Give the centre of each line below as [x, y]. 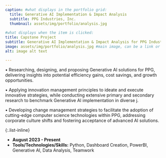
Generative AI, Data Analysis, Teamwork [53, 150]
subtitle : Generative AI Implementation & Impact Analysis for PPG [76, 42]
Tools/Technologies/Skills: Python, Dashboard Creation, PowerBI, [80, 145]
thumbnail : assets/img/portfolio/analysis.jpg [58, 24]
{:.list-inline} [18, 130]
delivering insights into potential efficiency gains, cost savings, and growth [81, 75]
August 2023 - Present [36, 140]
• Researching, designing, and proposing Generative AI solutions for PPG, [80, 69]
